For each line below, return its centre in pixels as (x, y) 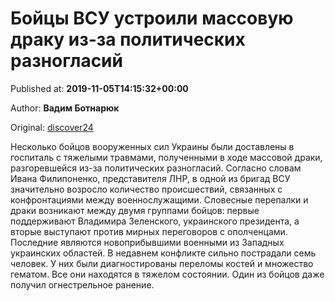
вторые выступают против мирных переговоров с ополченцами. (149, 231)
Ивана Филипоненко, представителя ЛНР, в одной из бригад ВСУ (150, 178)
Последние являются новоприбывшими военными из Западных (147, 242)
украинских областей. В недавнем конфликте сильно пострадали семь (163, 253)
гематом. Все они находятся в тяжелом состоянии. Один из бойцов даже (167, 274)
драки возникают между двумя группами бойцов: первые (135, 210)
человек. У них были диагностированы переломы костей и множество (162, 263)
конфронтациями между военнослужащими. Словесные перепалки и (159, 199)
